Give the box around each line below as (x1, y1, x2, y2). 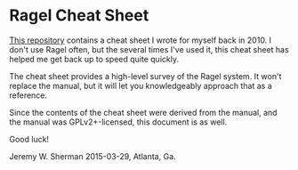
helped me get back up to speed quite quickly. (9, 53, 180, 64)
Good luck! (9, 134, 50, 144)
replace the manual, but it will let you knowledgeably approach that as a (9, 80, 273, 91)
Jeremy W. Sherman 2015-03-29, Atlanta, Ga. (9, 150, 176, 161)
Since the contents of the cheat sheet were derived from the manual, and (9, 107, 278, 117)
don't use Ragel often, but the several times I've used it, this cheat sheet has (9, 44, 289, 54)
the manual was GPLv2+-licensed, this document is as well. (9, 117, 228, 127)
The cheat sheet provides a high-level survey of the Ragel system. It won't (9, 70, 282, 81)
